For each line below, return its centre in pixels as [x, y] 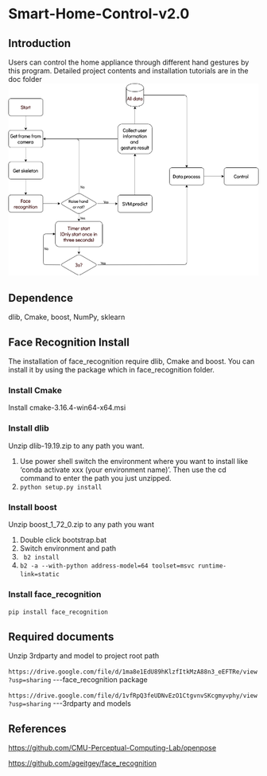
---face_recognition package [101, 680]
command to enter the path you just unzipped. [96, 478]
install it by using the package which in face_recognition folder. [111, 370]
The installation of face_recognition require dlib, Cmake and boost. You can [132, 361]
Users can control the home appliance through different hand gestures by [129, 62]
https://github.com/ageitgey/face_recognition [83, 763]
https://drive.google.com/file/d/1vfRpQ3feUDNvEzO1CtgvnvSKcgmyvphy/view [133, 696]
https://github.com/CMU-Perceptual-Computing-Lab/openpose [112, 747]
